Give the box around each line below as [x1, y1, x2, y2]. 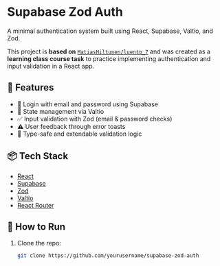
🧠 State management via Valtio [16, 107, 104, 115]
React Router [16, 201, 54, 209]
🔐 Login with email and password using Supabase [16, 100, 159, 108]
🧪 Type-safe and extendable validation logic [16, 130, 142, 138]
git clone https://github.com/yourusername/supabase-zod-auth [16, 252, 199, 259]
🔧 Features [7, 82, 54, 93]
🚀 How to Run [7, 221, 66, 232]
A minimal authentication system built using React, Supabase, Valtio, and [7, 27, 213, 35]
